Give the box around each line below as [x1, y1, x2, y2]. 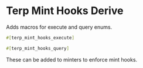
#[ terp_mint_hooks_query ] [6, 45, 69, 51]
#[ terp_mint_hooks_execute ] [6, 35, 75, 40]
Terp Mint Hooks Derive [6, 4, 124, 18]
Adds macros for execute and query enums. [6, 23, 113, 30]
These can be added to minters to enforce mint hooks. [6, 56, 138, 63]
